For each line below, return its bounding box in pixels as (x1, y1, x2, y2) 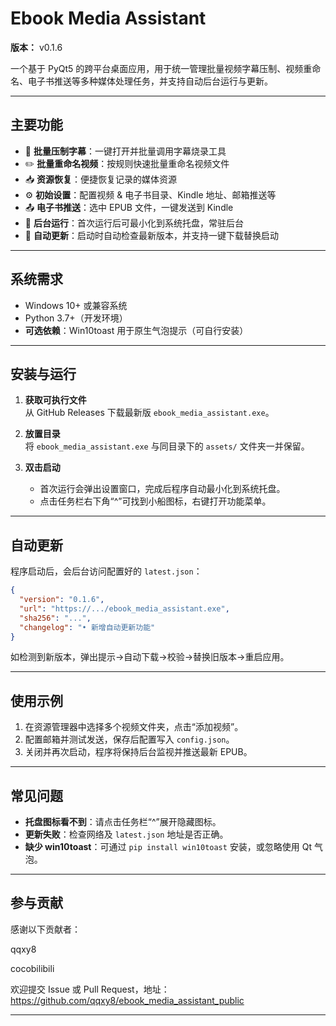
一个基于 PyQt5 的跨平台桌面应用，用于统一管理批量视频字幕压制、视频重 (10, 62, 313, 74)
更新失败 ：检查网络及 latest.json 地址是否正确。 (24, 828, 229, 841)
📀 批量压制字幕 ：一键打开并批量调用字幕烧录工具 (24, 145, 227, 157)
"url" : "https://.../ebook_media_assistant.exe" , (19, 603, 230, 614)
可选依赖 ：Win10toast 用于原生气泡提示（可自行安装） (24, 324, 249, 336)
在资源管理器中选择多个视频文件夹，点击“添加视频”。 (24, 721, 244, 733)
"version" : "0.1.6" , (19, 595, 105, 605)
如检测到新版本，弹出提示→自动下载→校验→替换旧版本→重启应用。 (10, 651, 290, 663)
